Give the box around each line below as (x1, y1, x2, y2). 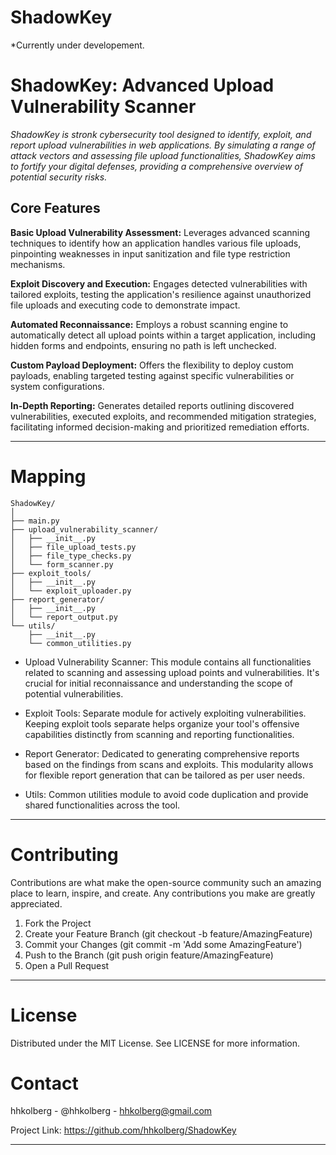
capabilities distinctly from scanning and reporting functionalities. (24, 728, 295, 740)
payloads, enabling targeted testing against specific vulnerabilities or (10, 369, 295, 381)
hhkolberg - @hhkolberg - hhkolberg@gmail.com (10, 1105, 213, 1117)
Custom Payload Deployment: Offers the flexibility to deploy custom (10, 359, 294, 371)
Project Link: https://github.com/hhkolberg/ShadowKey (10, 1124, 237, 1136)
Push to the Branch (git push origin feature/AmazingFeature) (24, 949, 274, 961)
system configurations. (10, 380, 105, 392)
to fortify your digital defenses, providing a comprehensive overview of (10, 160, 303, 172)
